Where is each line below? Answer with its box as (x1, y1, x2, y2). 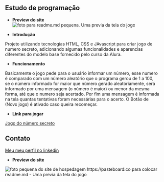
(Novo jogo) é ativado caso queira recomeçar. (5, 101, 98, 107)
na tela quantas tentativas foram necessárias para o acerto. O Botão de (5, 96, 149, 102)
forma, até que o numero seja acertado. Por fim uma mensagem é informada (5, 91, 160, 97)
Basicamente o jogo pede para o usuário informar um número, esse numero (5, 70, 158, 76)
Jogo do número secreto (5, 120, 55, 126)
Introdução (12, 31, 36, 37)
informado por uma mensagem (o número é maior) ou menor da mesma (5, 85, 150, 92)
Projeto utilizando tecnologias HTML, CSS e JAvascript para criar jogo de (5, 41, 153, 47)
